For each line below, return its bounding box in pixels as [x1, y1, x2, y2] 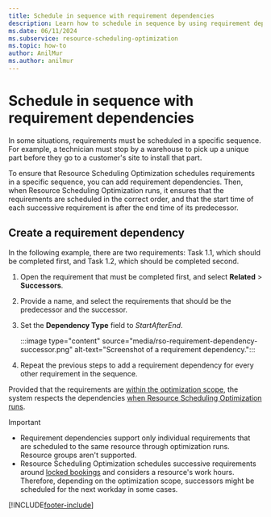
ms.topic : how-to [8, 42, 67, 50]
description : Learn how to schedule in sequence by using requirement [8, 19, 251, 27]
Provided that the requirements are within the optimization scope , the [8, 385, 239, 394]
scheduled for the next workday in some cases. [19, 484, 178, 494]
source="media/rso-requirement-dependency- [102, 336, 258, 346]
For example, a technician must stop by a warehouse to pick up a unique [8, 144, 249, 153]
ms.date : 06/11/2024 [8, 27, 78, 35]
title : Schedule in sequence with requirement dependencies [8, 11, 215, 20]
